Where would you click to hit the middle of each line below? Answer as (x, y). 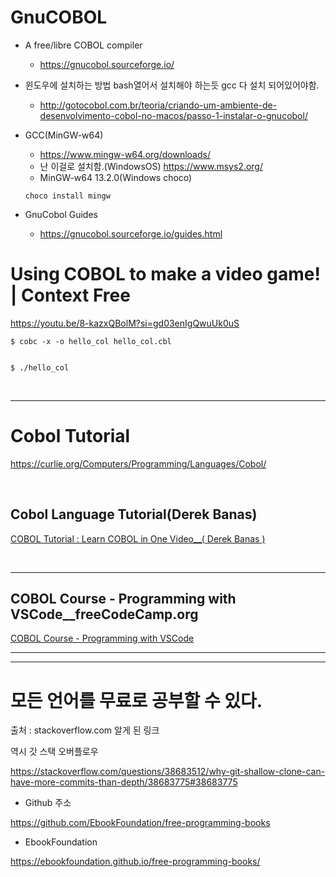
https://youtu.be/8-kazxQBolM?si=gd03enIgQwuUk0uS (125, 323)
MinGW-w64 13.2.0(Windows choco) (116, 177)
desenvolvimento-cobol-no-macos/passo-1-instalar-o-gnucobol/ (173, 115)
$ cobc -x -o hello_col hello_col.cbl (91, 341)
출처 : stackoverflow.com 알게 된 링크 (85, 730)
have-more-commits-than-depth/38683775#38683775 (124, 782)
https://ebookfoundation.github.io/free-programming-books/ (135, 862)
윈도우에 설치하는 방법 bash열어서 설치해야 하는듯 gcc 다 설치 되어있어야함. (172, 85)
